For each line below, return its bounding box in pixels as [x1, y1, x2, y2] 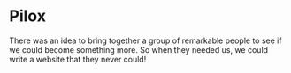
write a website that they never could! [9, 54, 147, 64]
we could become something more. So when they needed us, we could [9, 44, 268, 55]
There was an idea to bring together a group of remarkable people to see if [9, 35, 282, 46]
